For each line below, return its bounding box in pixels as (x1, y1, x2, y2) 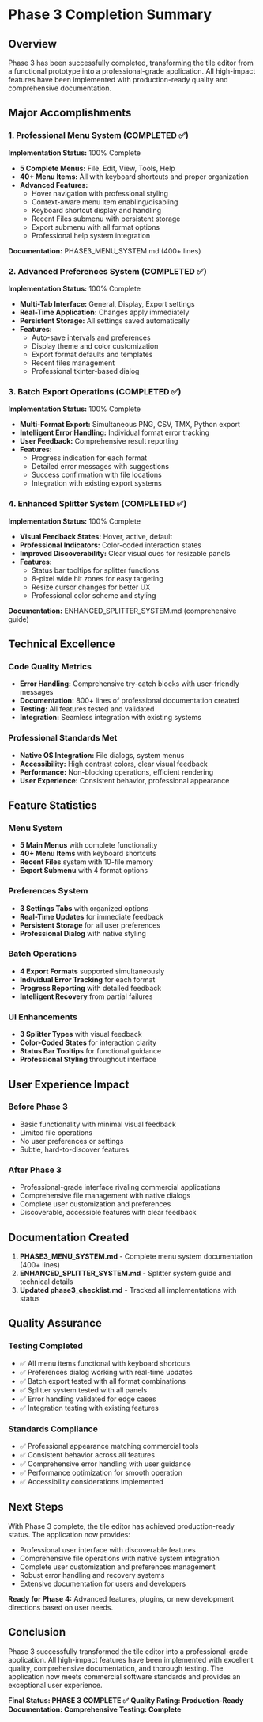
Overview (8, 37, 58, 51)
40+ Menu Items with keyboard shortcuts (19, 849, 156, 859)
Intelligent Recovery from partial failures (19, 992, 153, 1001)
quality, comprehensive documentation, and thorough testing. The (8, 1663, 224, 1673)
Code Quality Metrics (8, 661, 92, 672)
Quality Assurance (8, 1316, 103, 1330)
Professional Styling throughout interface (19, 1055, 156, 1065)
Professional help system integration (31, 230, 151, 240)
